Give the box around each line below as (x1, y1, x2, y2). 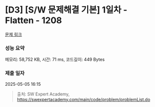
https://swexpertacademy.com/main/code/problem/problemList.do (16, 96, 151, 102)
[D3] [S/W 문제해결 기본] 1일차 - (5, 4, 127, 15)
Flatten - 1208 (5, 15, 62, 26)
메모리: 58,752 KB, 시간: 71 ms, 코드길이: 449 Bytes (5, 56, 105, 63)
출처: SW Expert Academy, (16, 91, 70, 97)
